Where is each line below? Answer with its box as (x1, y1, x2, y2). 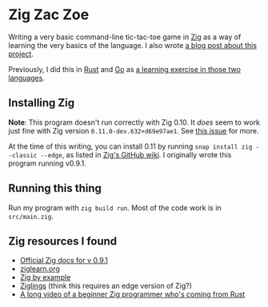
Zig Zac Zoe (8, 6, 90, 24)
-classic (8, 151, 38, 159)
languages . (8, 73, 46, 82)
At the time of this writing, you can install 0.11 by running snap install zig (8, 142, 253, 151)
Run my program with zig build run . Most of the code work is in (8, 202, 222, 213)
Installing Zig (8, 96, 75, 110)
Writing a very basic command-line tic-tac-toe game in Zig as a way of (8, 32, 242, 42)
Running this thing (8, 181, 102, 195)
